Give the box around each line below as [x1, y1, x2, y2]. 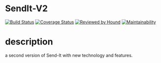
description [5, 36, 53, 47]
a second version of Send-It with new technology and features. [5, 52, 133, 58]
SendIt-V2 [5, 3, 48, 14]
